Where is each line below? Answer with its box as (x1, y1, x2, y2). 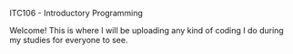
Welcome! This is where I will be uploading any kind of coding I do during (9, 25, 284, 35)
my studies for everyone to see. (9, 35, 128, 45)
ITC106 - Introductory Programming (9, 8, 144, 18)
